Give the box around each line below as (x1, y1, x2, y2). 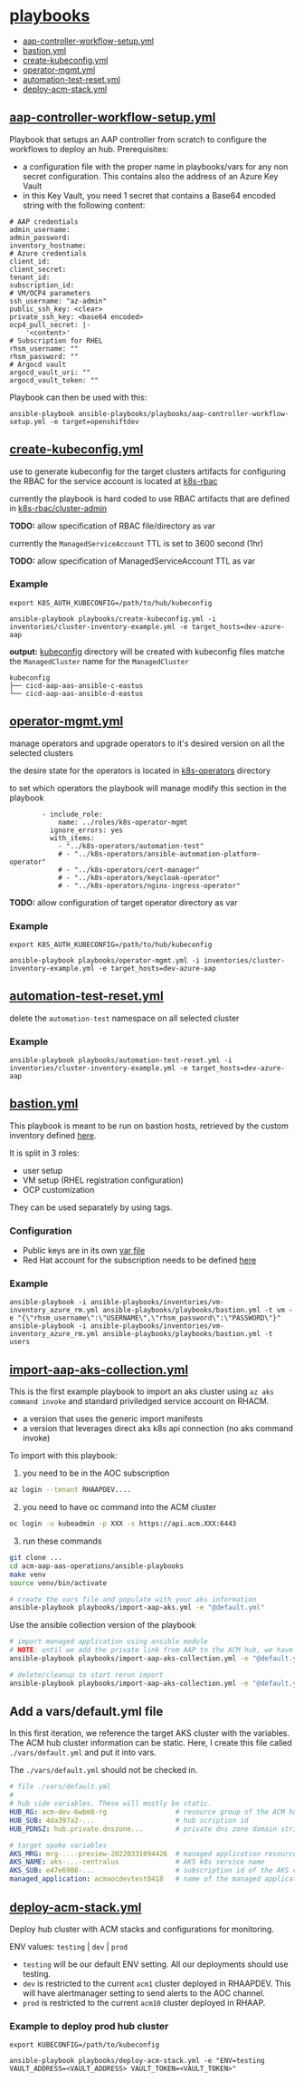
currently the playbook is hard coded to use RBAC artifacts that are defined (9, 493, 290, 504)
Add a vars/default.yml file (9, 1704, 164, 1719)
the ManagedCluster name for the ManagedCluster (9, 655, 190, 666)
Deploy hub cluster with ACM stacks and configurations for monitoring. (9, 1923, 274, 1934)
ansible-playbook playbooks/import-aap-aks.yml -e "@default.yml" (9, 1603, 265, 1612)
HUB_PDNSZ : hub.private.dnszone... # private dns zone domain (9, 1824, 278, 1834)
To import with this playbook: (9, 1450, 118, 1461)
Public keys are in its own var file (22, 1245, 146, 1256)
